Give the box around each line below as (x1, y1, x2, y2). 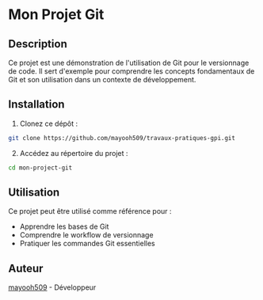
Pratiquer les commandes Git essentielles (19, 239, 156, 249)
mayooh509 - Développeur (8, 283, 97, 292)
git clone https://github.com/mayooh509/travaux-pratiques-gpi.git (8, 134, 236, 142)
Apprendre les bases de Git (19, 222, 109, 231)
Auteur (8, 261, 44, 275)
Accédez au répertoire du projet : (19, 148, 128, 158)
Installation (8, 97, 65, 112)
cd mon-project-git (8, 164, 73, 172)
